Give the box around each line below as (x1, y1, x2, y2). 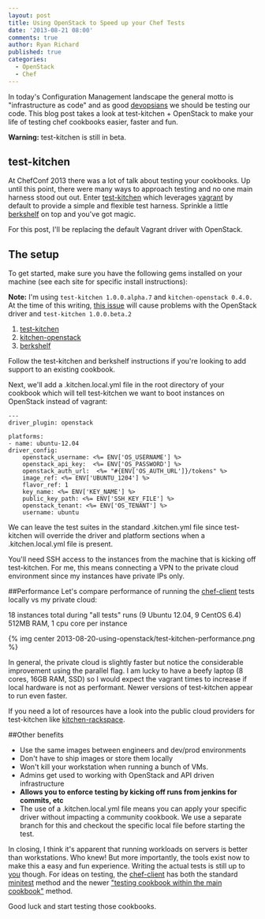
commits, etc (19, 796, 64, 805)
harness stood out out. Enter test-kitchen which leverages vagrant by (8, 192, 233, 202)
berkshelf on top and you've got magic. (8, 210, 136, 219)
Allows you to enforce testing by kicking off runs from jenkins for (19, 787, 237, 797)
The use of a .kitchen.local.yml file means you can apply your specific (19, 804, 247, 813)
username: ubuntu (22, 509, 80, 517)
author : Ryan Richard (8, 41, 80, 49)
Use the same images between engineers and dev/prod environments (19, 745, 247, 755)
